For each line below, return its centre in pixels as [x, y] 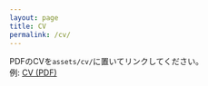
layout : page [34, 18]
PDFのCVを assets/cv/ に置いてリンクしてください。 [107, 62]
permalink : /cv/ [40, 34]
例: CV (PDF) [33, 72]
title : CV [28, 26]
